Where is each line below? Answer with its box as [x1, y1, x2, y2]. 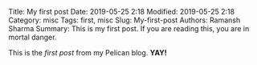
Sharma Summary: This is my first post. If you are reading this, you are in [8, 24, 250, 33]
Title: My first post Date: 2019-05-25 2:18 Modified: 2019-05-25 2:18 [8, 7, 235, 16]
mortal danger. [8, 32, 57, 42]
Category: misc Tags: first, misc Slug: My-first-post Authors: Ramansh [8, 15, 241, 25]
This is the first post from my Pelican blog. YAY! [8, 48, 167, 57]
